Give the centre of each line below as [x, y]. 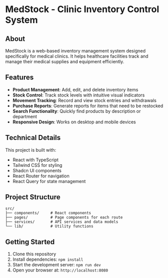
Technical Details [33, 138]
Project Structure [33, 197]
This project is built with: [31, 150]
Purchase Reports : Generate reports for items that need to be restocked [88, 106]
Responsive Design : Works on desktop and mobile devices [74, 122]
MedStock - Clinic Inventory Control [82, 9]
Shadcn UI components [37, 170]
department [25, 116]
